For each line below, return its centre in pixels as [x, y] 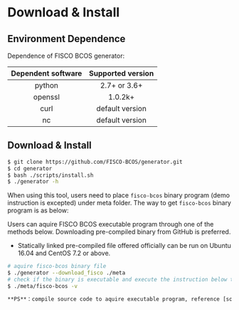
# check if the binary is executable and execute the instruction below [117, 280]
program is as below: [38, 210]
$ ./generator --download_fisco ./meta [67, 273]
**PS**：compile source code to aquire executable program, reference [114, 299]
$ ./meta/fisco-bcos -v [43, 286]
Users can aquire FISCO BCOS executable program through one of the [111, 224]
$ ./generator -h [33, 182]
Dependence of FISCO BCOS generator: [66, 56]
